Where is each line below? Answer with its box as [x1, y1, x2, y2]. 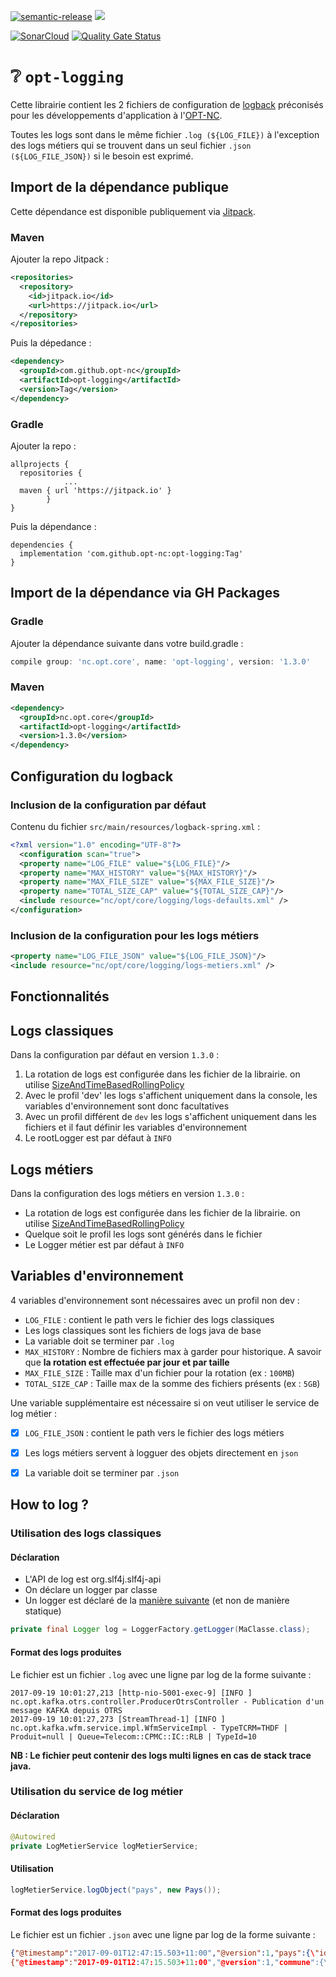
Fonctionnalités [10, 988, 110, 1005]
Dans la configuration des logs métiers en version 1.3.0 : [10, 1187, 245, 1199]
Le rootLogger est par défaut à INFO [24, 1132, 172, 1144]
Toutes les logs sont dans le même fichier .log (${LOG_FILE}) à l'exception [10, 128, 320, 140]
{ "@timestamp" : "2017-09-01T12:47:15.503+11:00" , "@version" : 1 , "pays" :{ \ [10, 1948, 315, 1958]
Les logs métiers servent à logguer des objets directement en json [24, 1446, 299, 1459]
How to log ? [10, 1496, 90, 1514]
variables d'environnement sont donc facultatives [24, 1100, 230, 1112]
